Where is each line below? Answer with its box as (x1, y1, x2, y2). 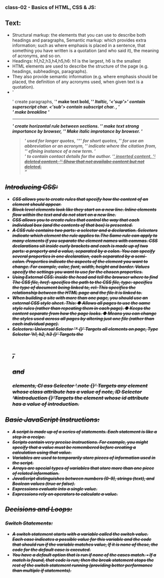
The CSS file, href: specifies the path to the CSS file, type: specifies (12, 279, 153, 285)
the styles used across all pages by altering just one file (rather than (12, 315, 155, 321)
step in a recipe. (12, 434, 46, 440)
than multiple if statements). (12, 567, 72, 573)
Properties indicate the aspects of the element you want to (26, 258, 148, 264)
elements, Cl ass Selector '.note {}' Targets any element (12, 382, 148, 389)
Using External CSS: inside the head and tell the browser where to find (12, 274, 158, 280)
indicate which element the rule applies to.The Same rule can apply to (12, 232, 158, 238)
